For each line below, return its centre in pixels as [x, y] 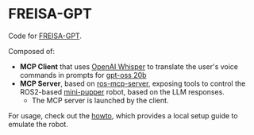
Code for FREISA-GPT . [45, 36]
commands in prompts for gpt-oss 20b [83, 75]
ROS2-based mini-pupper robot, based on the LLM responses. [122, 91]
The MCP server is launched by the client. [100, 100]
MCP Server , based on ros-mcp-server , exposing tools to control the [133, 83]
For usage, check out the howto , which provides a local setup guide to [123, 115]
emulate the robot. [38, 124]
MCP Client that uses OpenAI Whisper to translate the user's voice [129, 66]
